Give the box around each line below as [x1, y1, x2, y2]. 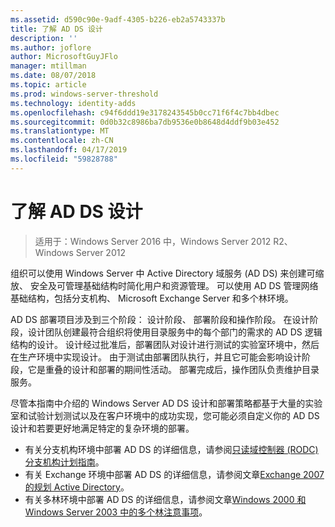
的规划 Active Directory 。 [24, 481, 130, 493]
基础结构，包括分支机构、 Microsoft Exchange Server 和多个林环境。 [10, 292, 294, 304]
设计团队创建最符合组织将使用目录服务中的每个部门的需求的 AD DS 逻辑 [27, 326, 323, 338]
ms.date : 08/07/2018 [10, 71, 97, 81]
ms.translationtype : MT [10, 126, 110, 136]
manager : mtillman [10, 61, 87, 71]
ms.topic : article [10, 80, 87, 90]
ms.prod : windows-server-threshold [10, 89, 159, 99]
